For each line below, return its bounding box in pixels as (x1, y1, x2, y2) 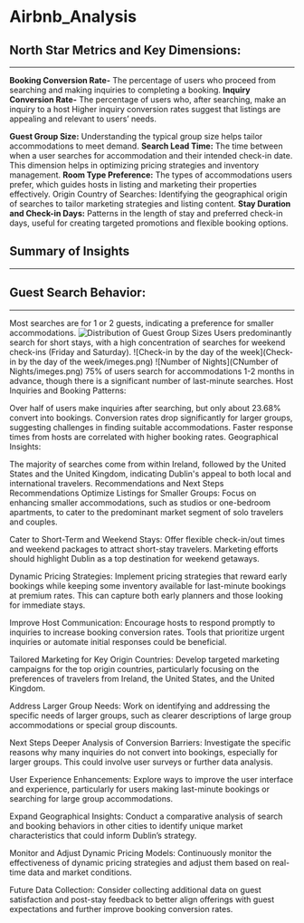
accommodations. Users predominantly (9, 327, 292, 338)
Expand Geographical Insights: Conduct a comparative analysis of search (9, 811, 283, 822)
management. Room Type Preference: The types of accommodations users (9, 169, 292, 180)
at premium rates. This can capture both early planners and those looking (9, 590, 283, 601)
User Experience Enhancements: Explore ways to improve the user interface (9, 774, 294, 784)
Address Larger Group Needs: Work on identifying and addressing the (9, 700, 271, 711)
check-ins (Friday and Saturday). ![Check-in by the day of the (9, 346, 238, 357)
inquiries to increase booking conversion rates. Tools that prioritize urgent (9, 627, 285, 638)
